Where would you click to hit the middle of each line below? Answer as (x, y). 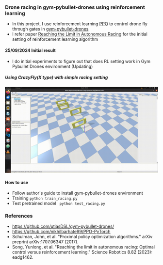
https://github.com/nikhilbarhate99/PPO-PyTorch (61, 232)
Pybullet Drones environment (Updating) (52, 66)
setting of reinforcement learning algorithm (55, 39)
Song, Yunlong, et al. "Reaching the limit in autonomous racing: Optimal (83, 247)
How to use (16, 182)
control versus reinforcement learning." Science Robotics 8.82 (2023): (82, 252)
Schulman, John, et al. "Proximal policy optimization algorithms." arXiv (82, 237)
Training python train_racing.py (45, 198)
